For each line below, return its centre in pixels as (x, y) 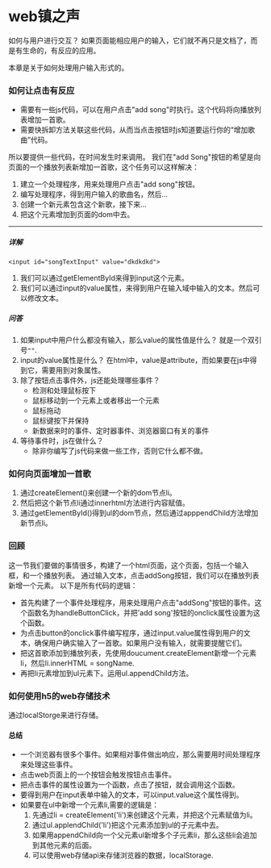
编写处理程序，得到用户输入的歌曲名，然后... (94, 194)
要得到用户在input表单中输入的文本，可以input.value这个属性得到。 (131, 795)
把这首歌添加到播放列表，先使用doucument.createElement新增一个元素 (138, 653)
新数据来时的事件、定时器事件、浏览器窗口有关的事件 (121, 431)
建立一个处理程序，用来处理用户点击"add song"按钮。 (110, 184)
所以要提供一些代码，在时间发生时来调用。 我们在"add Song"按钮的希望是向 (135, 157)
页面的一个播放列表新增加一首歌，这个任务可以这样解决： (104, 167)
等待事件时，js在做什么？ (62, 441)
